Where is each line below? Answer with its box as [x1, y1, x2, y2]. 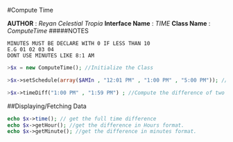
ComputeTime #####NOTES [7, 27, 89, 35]
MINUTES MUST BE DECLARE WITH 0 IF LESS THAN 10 [7, 40, 150, 47]
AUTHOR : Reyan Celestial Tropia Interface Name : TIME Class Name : [7, 19, 211, 27]
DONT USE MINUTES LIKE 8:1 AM [7, 52, 95, 59]
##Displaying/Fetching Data [7, 102, 87, 110]
